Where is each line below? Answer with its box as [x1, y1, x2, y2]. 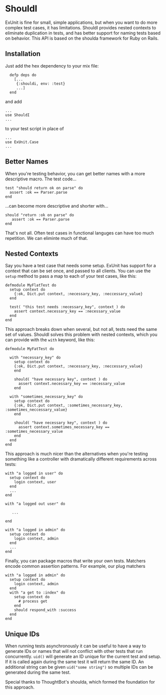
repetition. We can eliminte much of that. [5, 235, 88, 241]
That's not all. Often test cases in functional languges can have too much [5, 230, 155, 236]
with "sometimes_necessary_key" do [9, 394, 83, 399]
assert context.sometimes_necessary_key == [18, 425, 110, 430]
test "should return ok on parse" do [5, 185, 83, 190]
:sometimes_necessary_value [5, 429, 63, 434]
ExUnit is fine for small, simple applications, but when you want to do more [5, 19, 158, 25]
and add [5, 98, 22, 104]
